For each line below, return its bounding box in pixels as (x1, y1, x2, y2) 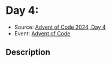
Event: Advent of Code (14, 29, 71, 37)
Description (5, 47, 50, 58)
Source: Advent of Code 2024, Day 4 (14, 23, 106, 31)
